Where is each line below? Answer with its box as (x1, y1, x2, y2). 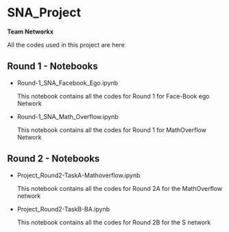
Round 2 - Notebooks (7, 153, 100, 165)
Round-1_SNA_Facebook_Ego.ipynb (16, 79, 119, 87)
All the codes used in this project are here (7, 40, 125, 49)
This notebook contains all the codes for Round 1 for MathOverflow (16, 125, 207, 134)
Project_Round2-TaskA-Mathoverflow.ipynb (16, 171, 141, 179)
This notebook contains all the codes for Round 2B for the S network (16, 218, 211, 227)
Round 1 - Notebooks (7, 60, 98, 73)
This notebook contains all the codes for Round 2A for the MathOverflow (16, 184, 223, 192)
